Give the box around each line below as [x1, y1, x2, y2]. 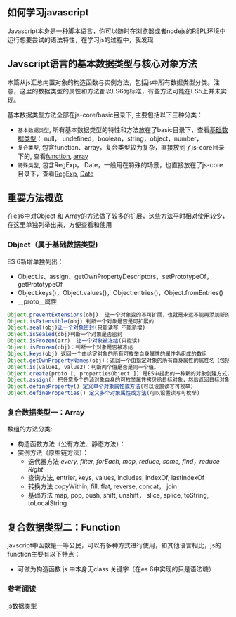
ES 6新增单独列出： [7, 257, 65, 266]
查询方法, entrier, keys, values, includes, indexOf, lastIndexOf [27, 474, 205, 482]
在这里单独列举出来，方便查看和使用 [7, 221, 112, 229]
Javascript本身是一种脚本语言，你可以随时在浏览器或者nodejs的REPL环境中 [7, 27, 226, 35]
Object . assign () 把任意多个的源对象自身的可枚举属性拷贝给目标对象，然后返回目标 [7, 377, 220, 384]
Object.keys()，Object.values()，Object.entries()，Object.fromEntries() [17, 288, 223, 297]
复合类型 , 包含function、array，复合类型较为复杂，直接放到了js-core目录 [17, 143, 225, 151]
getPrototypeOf [17, 280, 63, 288]
